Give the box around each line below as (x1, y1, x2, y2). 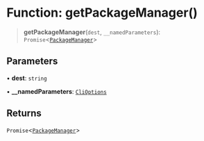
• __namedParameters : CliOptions (6, 87, 107, 95)
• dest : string (6, 74, 47, 82)
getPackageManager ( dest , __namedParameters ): (23, 28, 161, 36)
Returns (6, 108, 42, 119)
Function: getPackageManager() (6, 5, 198, 21)
